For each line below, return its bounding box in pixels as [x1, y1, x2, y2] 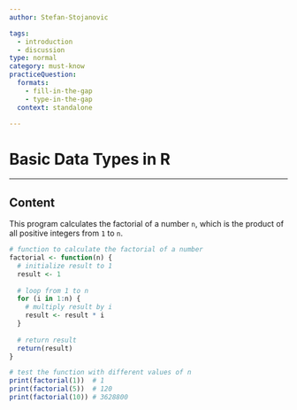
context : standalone [17, 103, 93, 112]
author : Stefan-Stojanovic [9, 12, 109, 22]
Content [9, 195, 56, 210]
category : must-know [9, 62, 86, 71]
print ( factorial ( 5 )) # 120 [9, 384, 113, 394]
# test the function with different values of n [9, 368, 192, 377]
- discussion [17, 45, 65, 54]
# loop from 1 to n [17, 286, 89, 295]
